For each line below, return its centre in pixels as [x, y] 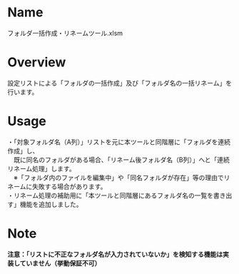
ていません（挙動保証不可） [60, 263]
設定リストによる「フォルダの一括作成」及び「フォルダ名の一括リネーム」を [120, 83]
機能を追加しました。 [51, 204]
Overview [37, 62]
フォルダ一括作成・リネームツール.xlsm [65, 33]
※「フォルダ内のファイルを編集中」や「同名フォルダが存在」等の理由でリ [122, 177]
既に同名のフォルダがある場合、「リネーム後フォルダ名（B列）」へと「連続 [122, 159]
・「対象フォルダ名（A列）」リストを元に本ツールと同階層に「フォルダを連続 [119, 142]
